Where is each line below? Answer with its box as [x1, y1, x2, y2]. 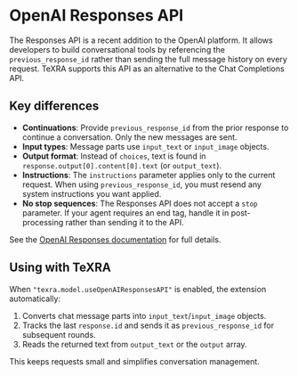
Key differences [9, 99, 100, 114]
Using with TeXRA [9, 260, 111, 275]
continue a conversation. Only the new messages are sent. [21, 131, 238, 143]
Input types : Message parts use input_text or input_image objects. [21, 141, 270, 151]
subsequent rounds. [21, 329, 96, 339]
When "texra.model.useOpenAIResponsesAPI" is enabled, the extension [9, 283, 267, 294]
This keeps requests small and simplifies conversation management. [9, 356, 260, 366]
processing [21, 217, 64, 227]
